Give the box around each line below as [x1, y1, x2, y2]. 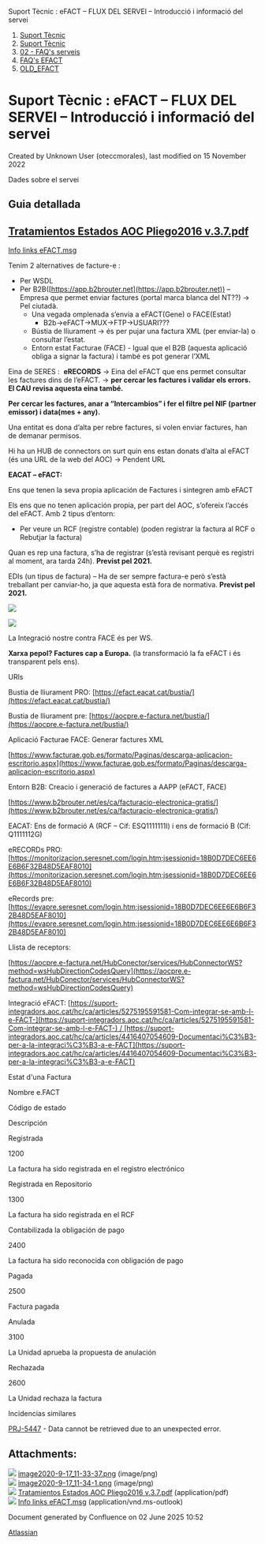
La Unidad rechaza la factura [8, 1393, 103, 1403]
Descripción [8, 1119, 48, 1128]
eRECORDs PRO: [8, 845, 63, 855]
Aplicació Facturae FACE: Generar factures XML [8, 735, 164, 744]
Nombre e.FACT [8, 1088, 61, 1097]
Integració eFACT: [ [8, 999, 71, 1008]
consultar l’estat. [31, 335, 86, 344]
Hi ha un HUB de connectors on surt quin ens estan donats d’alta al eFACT [8, 446, 250, 456]
